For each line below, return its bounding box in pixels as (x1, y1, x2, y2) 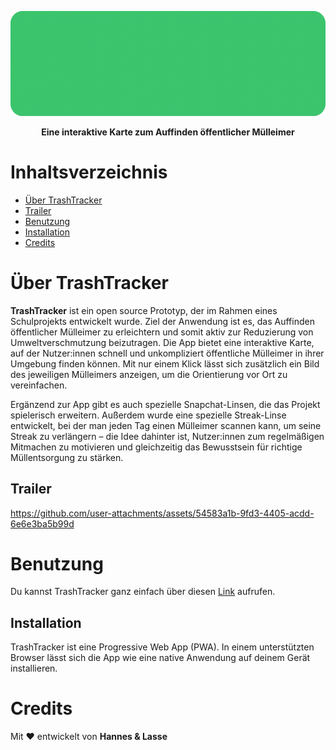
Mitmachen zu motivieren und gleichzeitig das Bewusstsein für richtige (10, 441, 303, 453)
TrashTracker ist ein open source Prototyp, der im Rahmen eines (10, 304, 278, 316)
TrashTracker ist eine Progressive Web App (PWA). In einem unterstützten (10, 641, 315, 653)
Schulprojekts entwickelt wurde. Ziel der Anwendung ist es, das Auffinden (10, 315, 315, 327)
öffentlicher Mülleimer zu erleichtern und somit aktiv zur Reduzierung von (10, 326, 314, 338)
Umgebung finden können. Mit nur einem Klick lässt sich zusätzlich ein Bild (10, 357, 320, 370)
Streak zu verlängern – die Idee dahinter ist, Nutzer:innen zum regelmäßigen (10, 430, 325, 442)
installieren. (10, 662, 58, 675)
